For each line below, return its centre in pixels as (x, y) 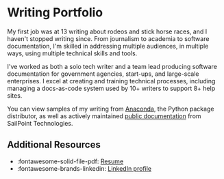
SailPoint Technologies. (40, 123)
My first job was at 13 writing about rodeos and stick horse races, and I (107, 31)
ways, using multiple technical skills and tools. (72, 53)
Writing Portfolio (55, 13)
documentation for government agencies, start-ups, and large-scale (103, 74)
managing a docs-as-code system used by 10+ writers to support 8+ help (111, 88)
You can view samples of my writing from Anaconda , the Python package (111, 109)
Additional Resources (54, 145)
